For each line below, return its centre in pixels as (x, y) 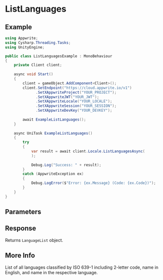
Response (21, 229)
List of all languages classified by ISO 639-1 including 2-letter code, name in (82, 267)
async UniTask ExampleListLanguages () (53, 133)
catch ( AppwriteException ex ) (53, 174)
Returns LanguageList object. (34, 240)
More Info (20, 255)
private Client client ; (38, 65)
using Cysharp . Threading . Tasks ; (38, 42)
